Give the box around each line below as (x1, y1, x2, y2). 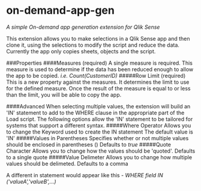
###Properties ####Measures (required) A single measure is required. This (6, 59, 193, 66)
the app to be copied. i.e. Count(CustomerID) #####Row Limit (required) (6, 72, 186, 79)
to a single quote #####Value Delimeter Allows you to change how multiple (6, 153, 193, 160)
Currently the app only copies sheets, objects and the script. (6, 47, 156, 54)
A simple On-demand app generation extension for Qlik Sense (6, 23, 160, 31)
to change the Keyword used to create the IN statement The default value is (6, 128, 193, 135)
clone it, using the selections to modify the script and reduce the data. (6, 41, 180, 48)
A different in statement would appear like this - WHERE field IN (6, 171, 163, 178)
